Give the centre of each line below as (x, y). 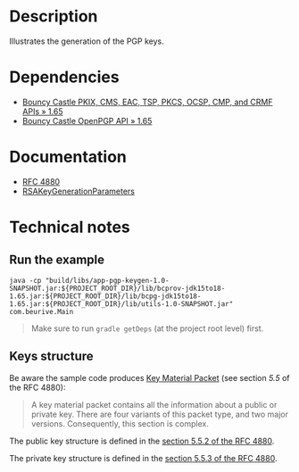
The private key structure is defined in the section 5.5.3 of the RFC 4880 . (143, 458)
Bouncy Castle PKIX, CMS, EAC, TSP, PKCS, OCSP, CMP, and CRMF (147, 102)
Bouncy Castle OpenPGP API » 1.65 (87, 120)
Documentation (68, 157)
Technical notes (70, 227)
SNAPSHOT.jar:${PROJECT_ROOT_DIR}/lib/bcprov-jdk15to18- (117, 288)
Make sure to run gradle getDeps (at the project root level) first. (147, 328)
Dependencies (64, 77)
